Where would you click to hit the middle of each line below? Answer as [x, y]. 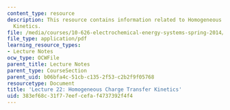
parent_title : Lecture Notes [49, 64]
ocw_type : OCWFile [33, 58]
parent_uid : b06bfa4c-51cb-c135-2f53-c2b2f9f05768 [81, 77]
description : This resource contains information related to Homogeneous [115, 20]
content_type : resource [41, 13]
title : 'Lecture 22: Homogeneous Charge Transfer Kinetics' [95, 90]
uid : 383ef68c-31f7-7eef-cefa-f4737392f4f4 [70, 96]
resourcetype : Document [41, 83]
